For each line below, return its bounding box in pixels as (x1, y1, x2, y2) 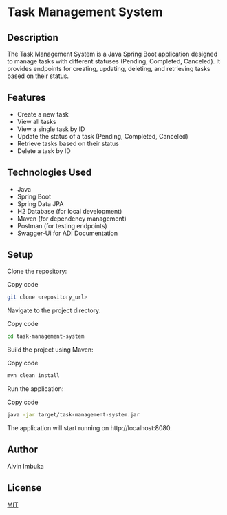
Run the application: (7, 385, 64, 393)
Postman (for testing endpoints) (17, 221, 108, 230)
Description (7, 32, 58, 43)
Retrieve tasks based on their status (17, 139, 119, 148)
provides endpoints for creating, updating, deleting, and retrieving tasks (7, 65, 211, 72)
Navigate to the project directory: (7, 306, 101, 314)
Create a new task (17, 110, 69, 118)
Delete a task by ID (17, 146, 71, 155)
